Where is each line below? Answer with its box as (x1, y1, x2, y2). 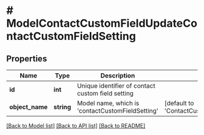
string (53, 103, 72, 111)
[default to (164, 99, 194, 107)
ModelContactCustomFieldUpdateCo (6, 16, 197, 30)
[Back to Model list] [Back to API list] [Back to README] (6, 122, 146, 129)
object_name (9, 103, 48, 111)
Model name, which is (76, 99, 140, 107)
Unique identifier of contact (76, 82, 156, 90)
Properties (6, 53, 47, 64)
